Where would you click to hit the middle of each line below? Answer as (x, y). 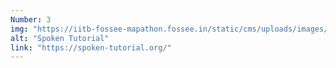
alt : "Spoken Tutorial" (60, 38)
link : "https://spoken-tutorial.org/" (91, 47)
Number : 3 (31, 19)
